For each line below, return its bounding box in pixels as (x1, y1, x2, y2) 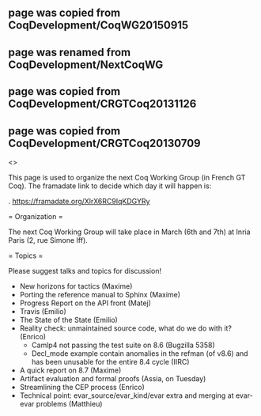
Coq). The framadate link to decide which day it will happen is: (8, 181, 212, 191)
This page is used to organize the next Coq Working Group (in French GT (8, 172, 246, 182)
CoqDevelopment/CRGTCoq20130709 (8, 136, 201, 149)
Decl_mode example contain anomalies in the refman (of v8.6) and (31, 348, 248, 358)
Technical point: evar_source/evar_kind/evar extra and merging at (19, 391, 234, 400)
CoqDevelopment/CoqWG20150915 (8, 19, 189, 32)
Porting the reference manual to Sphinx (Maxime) (19, 289, 180, 299)
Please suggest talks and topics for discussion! (8, 266, 162, 275)
